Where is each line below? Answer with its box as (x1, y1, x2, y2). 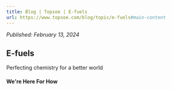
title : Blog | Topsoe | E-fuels (6, 8, 88, 15)
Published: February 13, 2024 (6, 31, 80, 38)
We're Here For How (6, 77, 58, 85)
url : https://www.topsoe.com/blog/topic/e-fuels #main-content (6, 14, 166, 20)
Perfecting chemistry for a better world (6, 64, 103, 71)
